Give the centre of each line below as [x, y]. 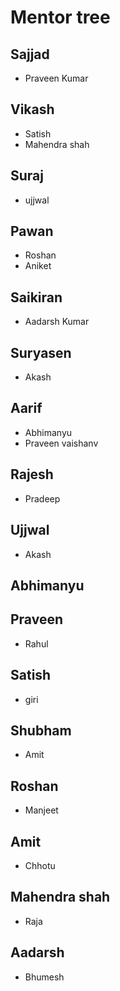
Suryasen [41, 352]
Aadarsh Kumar [57, 322]
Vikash [32, 109]
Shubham [41, 730]
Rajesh [32, 474]
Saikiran [36, 297]
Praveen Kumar [56, 78]
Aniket [38, 266]
